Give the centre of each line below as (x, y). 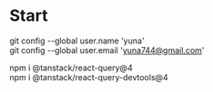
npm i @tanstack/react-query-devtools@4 (89, 77)
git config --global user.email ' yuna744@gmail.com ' (107, 50)
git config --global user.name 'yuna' (77, 41)
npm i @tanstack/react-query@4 (71, 68)
